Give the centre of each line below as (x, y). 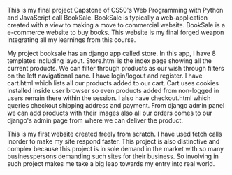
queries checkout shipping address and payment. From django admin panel (116, 105)
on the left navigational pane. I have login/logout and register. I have (105, 76)
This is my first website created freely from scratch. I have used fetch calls (115, 134)
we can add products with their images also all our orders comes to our (110, 113)
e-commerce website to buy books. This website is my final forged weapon (116, 32)
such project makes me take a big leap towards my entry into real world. (111, 163)
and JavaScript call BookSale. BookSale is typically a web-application (108, 17)
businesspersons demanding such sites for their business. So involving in (113, 156)
